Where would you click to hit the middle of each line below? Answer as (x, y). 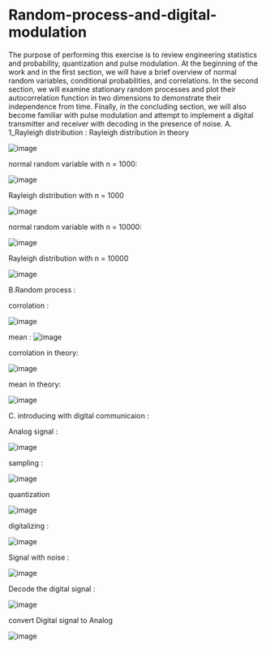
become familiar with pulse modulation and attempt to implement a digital (131, 115)
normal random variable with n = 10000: (75, 227)
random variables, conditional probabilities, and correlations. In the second (133, 80)
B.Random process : (42, 289)
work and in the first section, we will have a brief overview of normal (122, 71)
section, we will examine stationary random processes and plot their (122, 89)
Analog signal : (33, 431)
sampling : (26, 463)
